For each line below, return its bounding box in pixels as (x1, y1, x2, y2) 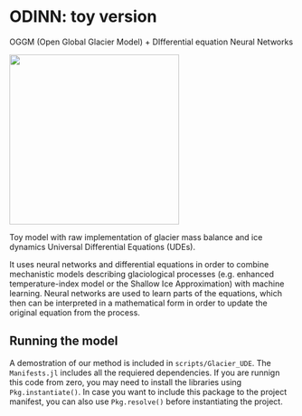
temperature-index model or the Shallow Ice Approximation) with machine (9, 278, 285, 289)
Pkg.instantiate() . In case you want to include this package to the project (9, 386, 288, 397)
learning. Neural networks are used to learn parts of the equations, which (9, 287, 283, 298)
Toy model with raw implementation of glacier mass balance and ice (9, 231, 263, 242)
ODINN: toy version (9, 6, 157, 27)
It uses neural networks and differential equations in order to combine (9, 258, 269, 269)
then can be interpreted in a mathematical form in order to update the (9, 297, 269, 308)
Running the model (9, 334, 118, 349)
